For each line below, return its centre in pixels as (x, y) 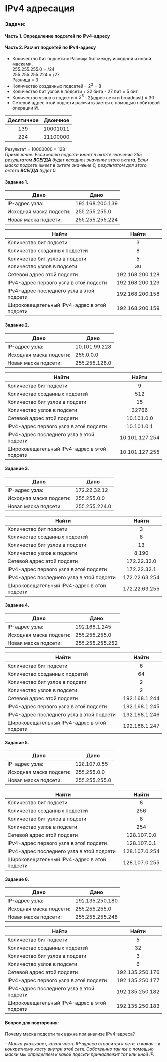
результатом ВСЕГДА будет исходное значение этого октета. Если (77, 160)
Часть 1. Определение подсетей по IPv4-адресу (58, 36)
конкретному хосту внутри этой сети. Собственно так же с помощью (80, 1049)
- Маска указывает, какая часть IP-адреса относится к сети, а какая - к (83, 1043)
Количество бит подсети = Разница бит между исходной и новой (82, 58)
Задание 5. (17, 742)
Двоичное (56, 120)
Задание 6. (17, 879)
